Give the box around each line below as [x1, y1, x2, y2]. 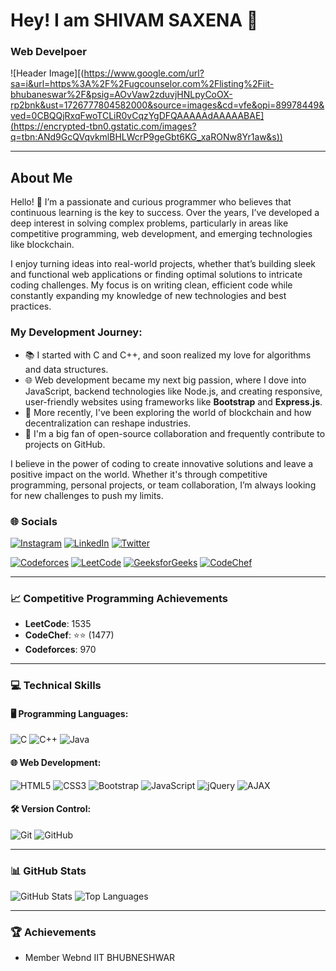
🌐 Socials [10, 514, 58, 528]
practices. [10, 300, 52, 313]
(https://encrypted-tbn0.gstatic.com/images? [10, 120, 197, 133]
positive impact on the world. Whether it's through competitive [10, 468, 268, 480]
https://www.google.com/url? [83, 67, 205, 79]
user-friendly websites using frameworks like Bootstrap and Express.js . [24, 395, 323, 408]
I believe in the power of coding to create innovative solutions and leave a [10, 457, 314, 469]
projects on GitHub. [24, 438, 106, 450]
